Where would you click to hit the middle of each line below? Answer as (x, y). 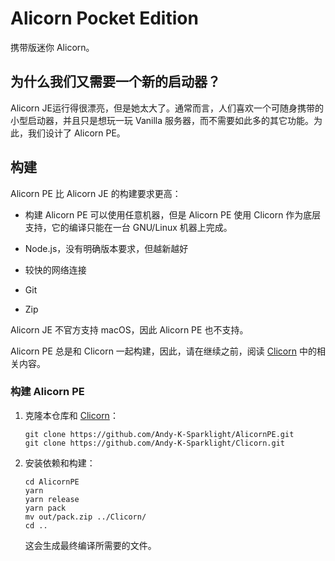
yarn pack (45, 508)
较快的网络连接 (55, 269)
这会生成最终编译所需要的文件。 (90, 545)
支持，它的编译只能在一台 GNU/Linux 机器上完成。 (128, 227)
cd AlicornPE (52, 482)
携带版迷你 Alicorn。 (52, 47)
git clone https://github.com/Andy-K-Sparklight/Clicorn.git (155, 443)
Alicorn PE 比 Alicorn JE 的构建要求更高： (96, 193)
